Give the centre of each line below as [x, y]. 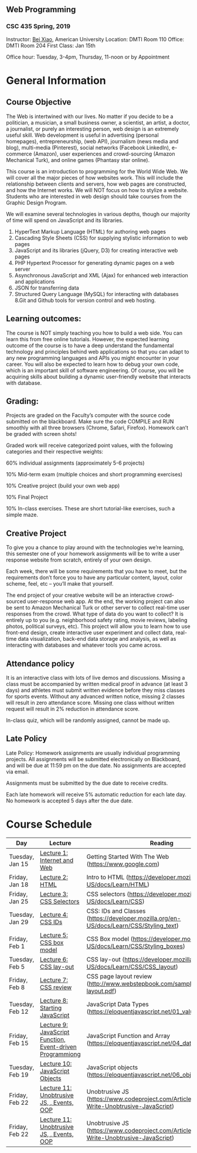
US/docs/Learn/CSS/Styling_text [132, 926]
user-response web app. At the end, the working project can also [106, 601]
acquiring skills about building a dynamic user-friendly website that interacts [98, 377]
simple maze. [22, 515]
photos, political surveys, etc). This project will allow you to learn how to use [98, 626]
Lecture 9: [54, 1024]
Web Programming [41, 10]
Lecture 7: [54, 980]
